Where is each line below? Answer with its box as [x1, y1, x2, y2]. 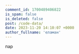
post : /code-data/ [5, 21, 43, 26]
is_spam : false [5, 12, 37, 17]
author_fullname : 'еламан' [5, 30, 61, 35]
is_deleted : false [5, 16, 43, 21]
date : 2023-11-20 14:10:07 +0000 [5, 26, 75, 30]
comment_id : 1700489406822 [5, 7, 61, 12]
